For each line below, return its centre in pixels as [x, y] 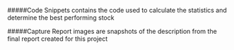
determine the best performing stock [61, 18]
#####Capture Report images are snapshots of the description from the [112, 31]
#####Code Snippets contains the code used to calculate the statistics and [117, 10]
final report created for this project [58, 39]
